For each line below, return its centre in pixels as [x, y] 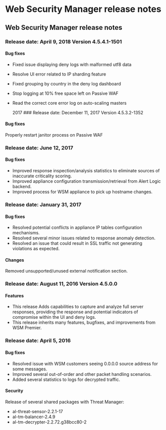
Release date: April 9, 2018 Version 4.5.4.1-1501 [64, 42]
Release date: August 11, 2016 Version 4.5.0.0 [61, 284]
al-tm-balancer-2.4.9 [34, 417]
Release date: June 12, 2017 [39, 147]
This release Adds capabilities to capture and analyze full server [78, 307]
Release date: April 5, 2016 [38, 341]
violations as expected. [36, 249]
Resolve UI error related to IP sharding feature [59, 74]
